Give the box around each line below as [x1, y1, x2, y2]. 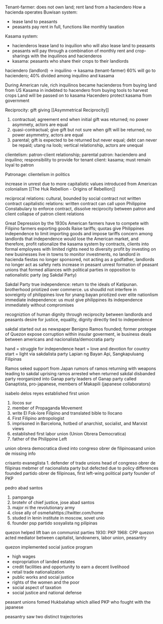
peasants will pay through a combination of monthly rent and [12, 48, 134, 53]
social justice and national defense [12, 590, 82, 595]
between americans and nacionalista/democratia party [5, 336, 115, 342]
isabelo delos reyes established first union [5, 391, 90, 396]
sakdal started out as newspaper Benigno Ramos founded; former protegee [5, 326, 157, 332]
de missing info [5, 451, 36, 456]
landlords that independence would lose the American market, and [5, 236, 139, 242]
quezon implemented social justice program [5, 544, 93, 550]
